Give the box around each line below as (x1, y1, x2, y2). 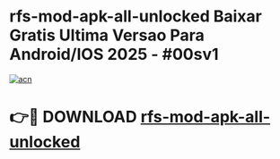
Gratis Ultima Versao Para (9, 25, 205, 46)
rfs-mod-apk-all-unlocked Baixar (9, 6, 262, 27)
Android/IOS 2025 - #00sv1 (9, 45, 219, 64)
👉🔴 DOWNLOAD (9, 107, 137, 127)
